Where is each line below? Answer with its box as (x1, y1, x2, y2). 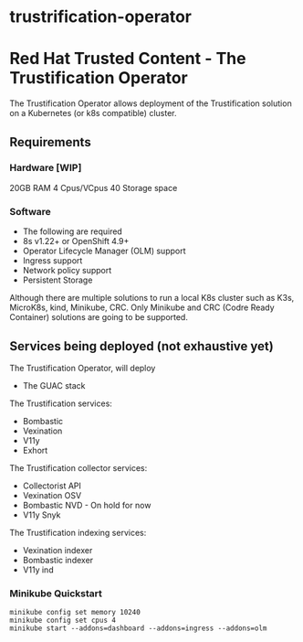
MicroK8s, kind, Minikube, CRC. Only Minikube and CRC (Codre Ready (9, 302, 276, 313)
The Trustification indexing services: (9, 527, 147, 538)
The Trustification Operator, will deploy (9, 362, 156, 373)
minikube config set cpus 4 (9, 615, 117, 626)
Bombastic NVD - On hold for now (22, 499, 151, 510)
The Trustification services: (9, 398, 112, 409)
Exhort (22, 444, 48, 455)
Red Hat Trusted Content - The (9, 48, 246, 70)
